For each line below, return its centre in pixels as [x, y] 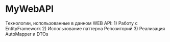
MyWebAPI [30, 9]
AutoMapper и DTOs [27, 34]
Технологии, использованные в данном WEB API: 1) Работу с [71, 23]
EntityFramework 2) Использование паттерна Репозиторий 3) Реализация [85, 28]
